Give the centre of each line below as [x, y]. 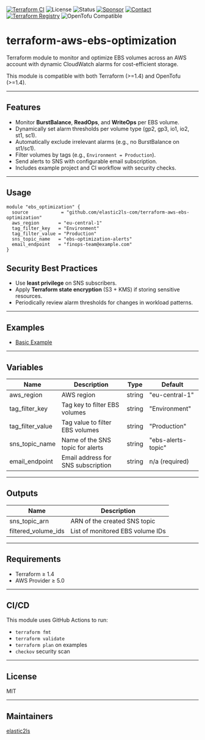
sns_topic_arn [29, 521]
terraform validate [40, 639]
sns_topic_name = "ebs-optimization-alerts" [72, 239]
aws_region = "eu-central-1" [57, 223]
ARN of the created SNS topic [113, 521]
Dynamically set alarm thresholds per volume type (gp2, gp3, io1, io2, [102, 129]
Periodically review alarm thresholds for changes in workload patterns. [104, 302]
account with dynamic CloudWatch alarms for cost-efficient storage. [92, 64]
